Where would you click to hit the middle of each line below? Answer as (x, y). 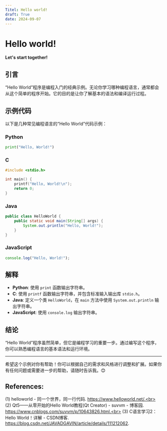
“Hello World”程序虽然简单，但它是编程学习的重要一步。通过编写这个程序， (82, 343)
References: (24, 386)
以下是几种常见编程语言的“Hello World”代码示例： (56, 124)
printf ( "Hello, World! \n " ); (43, 184)
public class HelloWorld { (33, 216)
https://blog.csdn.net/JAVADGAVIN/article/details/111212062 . (67, 424)
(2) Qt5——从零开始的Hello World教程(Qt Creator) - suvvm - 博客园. (75, 405)
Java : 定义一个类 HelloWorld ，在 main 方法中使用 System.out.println (83, 300)
